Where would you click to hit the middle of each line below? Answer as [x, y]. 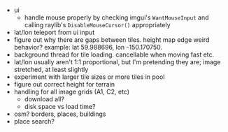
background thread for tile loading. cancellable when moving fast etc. [114, 54]
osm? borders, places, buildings [60, 114]
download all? [44, 99]
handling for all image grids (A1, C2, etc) [72, 91]
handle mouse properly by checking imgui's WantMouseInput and [116, 17]
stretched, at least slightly [51, 69]
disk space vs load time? [60, 107]
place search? [34, 121]
